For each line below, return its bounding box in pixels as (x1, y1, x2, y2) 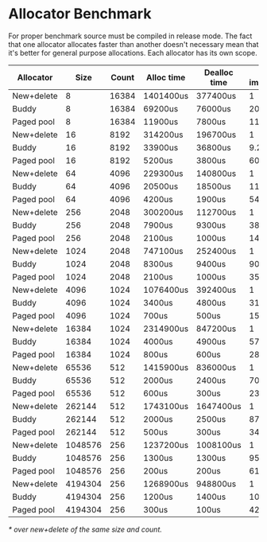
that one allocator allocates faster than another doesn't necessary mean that (8, 39, 259, 49)
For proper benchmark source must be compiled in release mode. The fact (8, 31, 253, 41)
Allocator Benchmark (8, 5, 152, 23)
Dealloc (203, 67, 234, 78)
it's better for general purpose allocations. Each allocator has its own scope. (8, 48, 258, 57)
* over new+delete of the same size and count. (8, 524, 163, 534)
